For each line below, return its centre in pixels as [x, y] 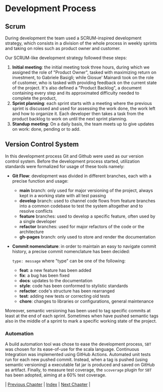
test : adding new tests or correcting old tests [64, 296]
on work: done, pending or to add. [46, 129]
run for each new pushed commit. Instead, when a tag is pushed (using [76, 359]
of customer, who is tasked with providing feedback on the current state [84, 83]
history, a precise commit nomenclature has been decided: [71, 251]
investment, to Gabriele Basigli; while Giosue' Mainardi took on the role [83, 77]
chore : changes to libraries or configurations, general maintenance [87, 301]
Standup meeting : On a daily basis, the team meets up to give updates [83, 124]
